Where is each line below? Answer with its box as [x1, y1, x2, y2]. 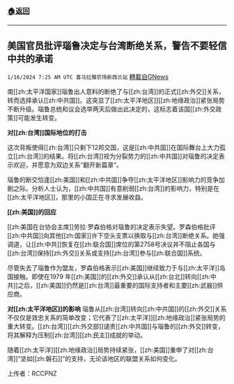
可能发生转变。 [17, 114, 61, 122]
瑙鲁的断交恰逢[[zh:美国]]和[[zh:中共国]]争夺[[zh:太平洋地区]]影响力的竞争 [7, 176, 219, 184]
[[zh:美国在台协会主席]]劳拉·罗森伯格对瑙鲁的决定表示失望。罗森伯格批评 [7, 223, 216, 231]
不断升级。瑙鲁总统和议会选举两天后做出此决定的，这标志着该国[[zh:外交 [7, 105, 216, 113]
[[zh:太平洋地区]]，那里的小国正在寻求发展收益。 [7, 193, 148, 202]
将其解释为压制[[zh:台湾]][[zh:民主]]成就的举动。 [7, 331, 146, 339]
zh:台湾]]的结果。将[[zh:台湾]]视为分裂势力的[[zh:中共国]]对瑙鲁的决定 [17, 152, 219, 161]
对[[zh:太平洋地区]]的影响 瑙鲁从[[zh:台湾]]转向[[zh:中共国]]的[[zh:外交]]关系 [7, 305, 227, 313]
